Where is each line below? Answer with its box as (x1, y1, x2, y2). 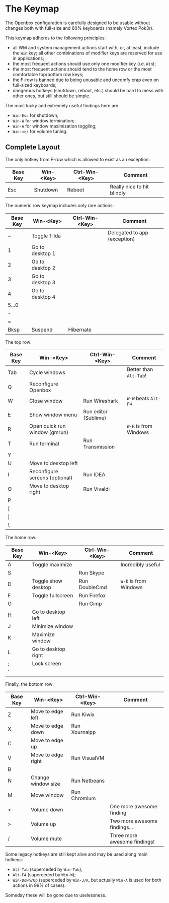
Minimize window (32, 623, 73, 630)
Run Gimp (78, 600, 102, 607)
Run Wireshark (83, 397, 118, 404)
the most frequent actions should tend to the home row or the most (12, 66, 152, 72)
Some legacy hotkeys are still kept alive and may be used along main (5, 851, 148, 857)
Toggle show (32, 577, 63, 585)
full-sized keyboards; (12, 82, 57, 88)
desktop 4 (31, 293, 56, 300)
